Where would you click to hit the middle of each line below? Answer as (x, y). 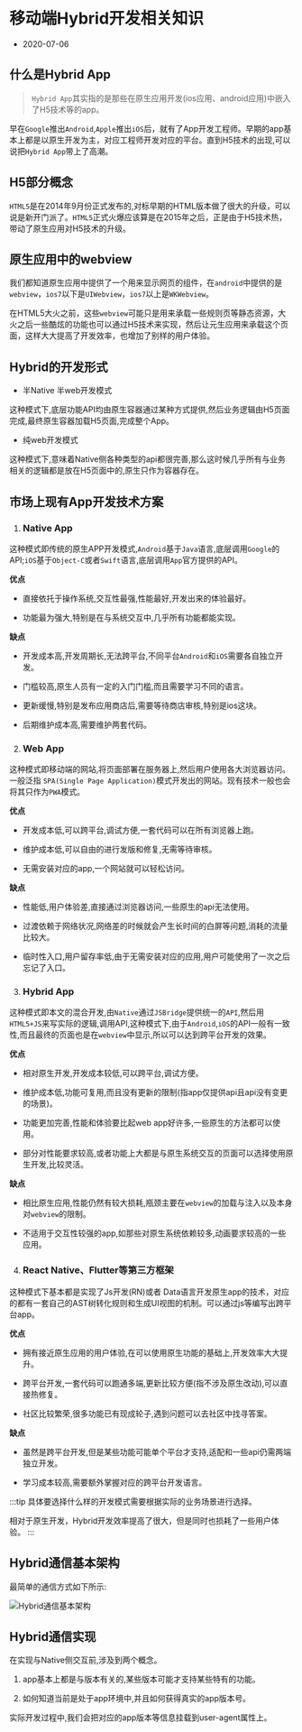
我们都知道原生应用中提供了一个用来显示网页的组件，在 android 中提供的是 (146, 283)
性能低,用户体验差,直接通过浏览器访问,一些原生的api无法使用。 (138, 907)
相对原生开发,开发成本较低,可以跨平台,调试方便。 (113, 1073)
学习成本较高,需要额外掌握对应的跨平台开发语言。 (114, 1482)
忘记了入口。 (46, 968)
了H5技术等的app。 (68, 109)
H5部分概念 (41, 183)
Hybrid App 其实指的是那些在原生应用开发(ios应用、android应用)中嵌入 (161, 98)
